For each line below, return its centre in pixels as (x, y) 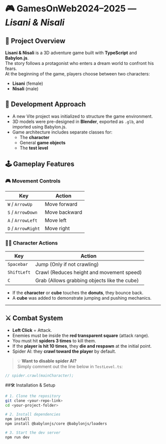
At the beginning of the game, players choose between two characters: (78, 74)
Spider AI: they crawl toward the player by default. (64, 351)
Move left (56, 220)
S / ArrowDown (23, 212)
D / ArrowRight (24, 228)
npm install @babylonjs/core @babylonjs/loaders (56, 424)
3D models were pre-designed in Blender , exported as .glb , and (78, 122)
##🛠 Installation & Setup (30, 385)
